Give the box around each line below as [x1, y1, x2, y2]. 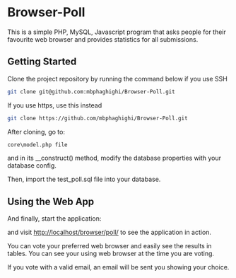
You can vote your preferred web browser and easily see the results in [7, 242, 212, 250]
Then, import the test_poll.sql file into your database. [7, 175, 161, 184]
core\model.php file [7, 141, 69, 149]
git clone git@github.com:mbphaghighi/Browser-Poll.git [7, 88, 175, 95]
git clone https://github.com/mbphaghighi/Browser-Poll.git [7, 115, 189, 122]
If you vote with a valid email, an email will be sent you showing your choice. [7, 263, 230, 272]
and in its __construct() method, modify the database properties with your [7, 154, 221, 163]
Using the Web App [7, 195, 95, 207]
